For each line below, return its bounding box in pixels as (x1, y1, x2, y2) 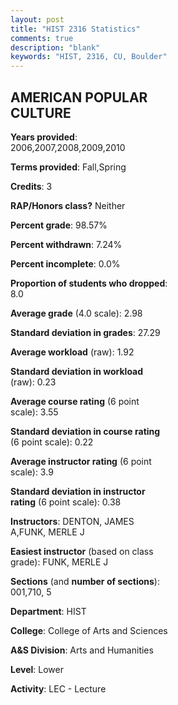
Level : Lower (10, 663, 64, 675)
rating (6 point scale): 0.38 (10, 496, 122, 508)
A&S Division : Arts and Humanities (10, 644, 154, 656)
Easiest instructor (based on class (10, 545, 154, 557)
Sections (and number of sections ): (10, 575, 160, 587)
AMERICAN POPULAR (10, 89, 148, 106)
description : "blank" (10, 42, 101, 53)
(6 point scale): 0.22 (10, 436, 94, 448)
